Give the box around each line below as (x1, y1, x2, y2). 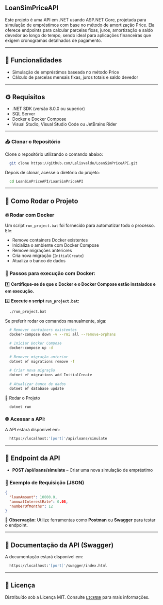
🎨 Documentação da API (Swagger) (5, 541, 114, 549)
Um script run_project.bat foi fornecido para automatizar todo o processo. (5, 222, 155, 228)
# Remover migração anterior (9, 354, 68, 359)
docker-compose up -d (9, 345, 53, 350)
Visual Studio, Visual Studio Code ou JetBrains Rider (12, 121, 117, 127)
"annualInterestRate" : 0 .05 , (9, 499, 68, 504)
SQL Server (12, 111, 35, 117)
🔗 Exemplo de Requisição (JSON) (5, 479, 84, 486)
